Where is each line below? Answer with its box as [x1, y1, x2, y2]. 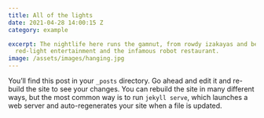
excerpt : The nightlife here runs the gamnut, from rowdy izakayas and [8, 40, 247, 48]
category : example [8, 26, 68, 34]
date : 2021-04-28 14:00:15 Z [8, 19, 104, 27]
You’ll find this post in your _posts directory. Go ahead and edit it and [8, 76, 232, 85]
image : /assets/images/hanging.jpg [8, 55, 125, 63]
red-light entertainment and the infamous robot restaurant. [15, 48, 220, 55]
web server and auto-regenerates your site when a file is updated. [8, 101, 222, 110]
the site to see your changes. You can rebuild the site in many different [26, 84, 255, 94]
